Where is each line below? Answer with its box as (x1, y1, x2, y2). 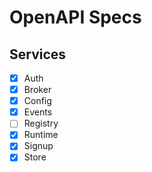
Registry (23, 117, 59, 130)
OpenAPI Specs (9, 6, 142, 29)
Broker (23, 84, 52, 96)
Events (23, 106, 53, 118)
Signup (23, 140, 54, 152)
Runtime (23, 129, 59, 141)
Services (9, 46, 67, 63)
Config (23, 95, 52, 107)
